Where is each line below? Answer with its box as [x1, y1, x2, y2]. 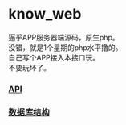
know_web [8, 5, 82, 23]
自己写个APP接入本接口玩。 [8, 52, 100, 62]
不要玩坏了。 [8, 62, 51, 73]
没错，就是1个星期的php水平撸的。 [8, 42, 123, 52]
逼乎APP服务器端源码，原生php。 [8, 32, 120, 42]
